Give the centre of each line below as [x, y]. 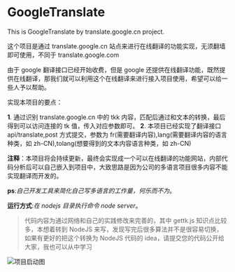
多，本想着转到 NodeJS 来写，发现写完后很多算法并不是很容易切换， [123, 229]
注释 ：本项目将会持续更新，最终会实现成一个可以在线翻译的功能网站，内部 [114, 158]
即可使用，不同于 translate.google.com [63, 55]
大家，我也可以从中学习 [58, 247]
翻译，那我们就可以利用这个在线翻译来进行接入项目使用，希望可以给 [123, 79]
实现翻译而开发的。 [35, 175]
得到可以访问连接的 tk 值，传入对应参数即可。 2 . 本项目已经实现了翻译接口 [114, 125]
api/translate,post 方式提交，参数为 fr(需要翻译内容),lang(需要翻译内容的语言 [117, 135]
